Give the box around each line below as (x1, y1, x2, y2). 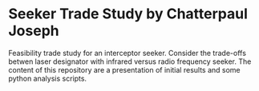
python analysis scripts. (8, 73, 87, 83)
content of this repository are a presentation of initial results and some (8, 65, 241, 74)
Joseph (8, 22, 59, 40)
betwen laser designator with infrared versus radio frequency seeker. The (8, 57, 252, 66)
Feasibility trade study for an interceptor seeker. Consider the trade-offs (8, 48, 247, 57)
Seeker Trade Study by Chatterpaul (8, 5, 249, 23)
